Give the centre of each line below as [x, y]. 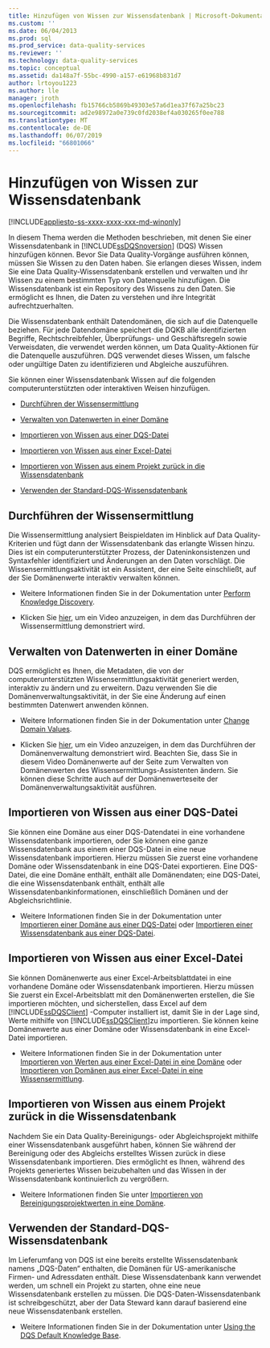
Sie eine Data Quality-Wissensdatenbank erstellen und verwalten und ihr [128, 272]
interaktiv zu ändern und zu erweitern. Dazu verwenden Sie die [113, 688]
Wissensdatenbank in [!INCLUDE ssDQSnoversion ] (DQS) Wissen [116, 246]
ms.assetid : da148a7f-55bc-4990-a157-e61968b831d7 [95, 76]
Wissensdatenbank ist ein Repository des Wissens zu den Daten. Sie [122, 289]
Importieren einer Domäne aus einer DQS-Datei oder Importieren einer [136, 924]
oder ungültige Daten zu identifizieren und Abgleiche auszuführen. [119, 364]
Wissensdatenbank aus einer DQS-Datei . [88, 933]
